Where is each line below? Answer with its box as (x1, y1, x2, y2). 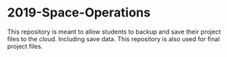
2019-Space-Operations (7, 5, 151, 21)
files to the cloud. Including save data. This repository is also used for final (7, 34, 220, 43)
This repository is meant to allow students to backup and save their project (7, 27, 221, 36)
